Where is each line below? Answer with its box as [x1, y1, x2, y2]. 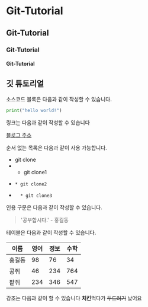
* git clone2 [14, 181, 47, 187]
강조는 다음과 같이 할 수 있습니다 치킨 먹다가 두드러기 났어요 [6, 295, 142, 302]
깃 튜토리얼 [6, 79, 44, 89]
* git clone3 [20, 193, 53, 199]
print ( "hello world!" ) [6, 107, 62, 113]
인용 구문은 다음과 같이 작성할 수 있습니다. [6, 203, 102, 211]
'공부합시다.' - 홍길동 [20, 216, 69, 223]
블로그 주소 [6, 132, 32, 139]
